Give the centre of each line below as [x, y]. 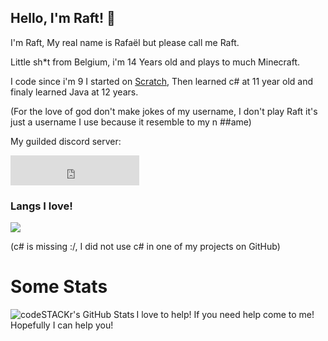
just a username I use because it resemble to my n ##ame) [131, 122]
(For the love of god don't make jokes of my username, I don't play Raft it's [164, 111]
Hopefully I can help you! [62, 325]
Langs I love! [41, 206]
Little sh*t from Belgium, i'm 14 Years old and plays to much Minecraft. [155, 62]
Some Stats [59, 287]
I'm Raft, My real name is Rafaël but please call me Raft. [125, 42]
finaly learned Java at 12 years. [74, 92]
